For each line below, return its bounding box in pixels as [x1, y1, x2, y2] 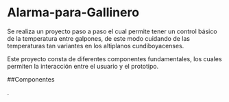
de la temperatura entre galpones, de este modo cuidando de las [7, 34, 191, 42]
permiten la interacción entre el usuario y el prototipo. [7, 62, 159, 70]
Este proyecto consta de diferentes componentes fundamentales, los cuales [7, 54, 222, 63]
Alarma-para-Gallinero [7, 5, 139, 20]
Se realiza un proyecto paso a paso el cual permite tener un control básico [7, 27, 217, 35]
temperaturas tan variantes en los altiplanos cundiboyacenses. [7, 41, 184, 50]
